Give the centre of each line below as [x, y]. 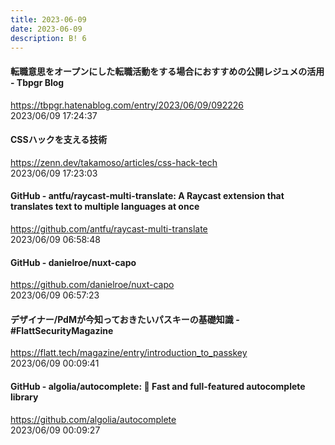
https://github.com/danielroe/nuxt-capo [92, 285]
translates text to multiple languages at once [105, 207]
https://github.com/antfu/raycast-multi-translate [109, 228]
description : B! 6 [48, 38]
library [24, 397]
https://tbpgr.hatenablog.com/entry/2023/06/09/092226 [127, 105]
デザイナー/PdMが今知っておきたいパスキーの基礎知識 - [125, 319]
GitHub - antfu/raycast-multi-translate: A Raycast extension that [147, 196]
